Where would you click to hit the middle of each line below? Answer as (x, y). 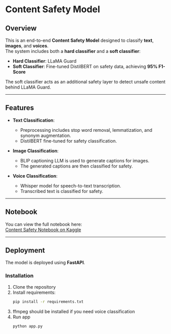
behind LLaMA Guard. (28, 87)
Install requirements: (34, 292)
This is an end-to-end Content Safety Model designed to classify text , (80, 40)
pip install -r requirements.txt (48, 301)
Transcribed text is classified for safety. (62, 191)
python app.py (27, 326)
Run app (21, 317)
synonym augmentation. (46, 135)
